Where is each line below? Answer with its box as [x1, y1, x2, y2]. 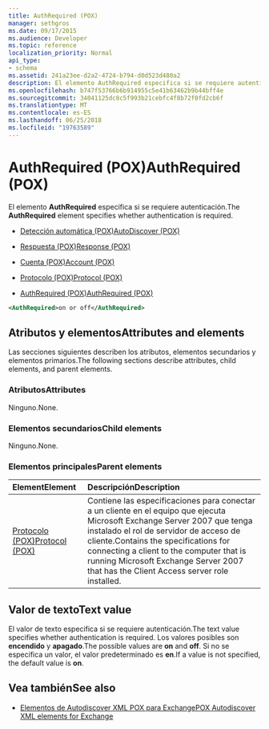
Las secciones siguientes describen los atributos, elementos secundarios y [8, 347, 256, 357]
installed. [87, 576, 122, 587]
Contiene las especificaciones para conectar [87, 495, 256, 507]
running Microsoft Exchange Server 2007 [87, 556, 244, 567]
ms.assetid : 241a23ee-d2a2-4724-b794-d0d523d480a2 [8, 71, 181, 79]
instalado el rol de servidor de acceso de [87, 525, 241, 536]
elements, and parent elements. [8, 364, 113, 374]
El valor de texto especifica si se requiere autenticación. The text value [8, 624, 240, 634]
